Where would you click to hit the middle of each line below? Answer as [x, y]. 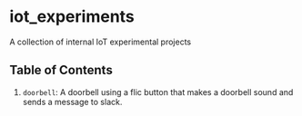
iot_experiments [72, 17]
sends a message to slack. [72, 101]
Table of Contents [61, 70]
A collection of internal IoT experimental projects [101, 42]
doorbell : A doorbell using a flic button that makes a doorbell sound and [158, 92]
